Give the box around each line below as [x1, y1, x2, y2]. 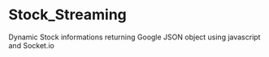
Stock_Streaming [8, 6, 128, 24]
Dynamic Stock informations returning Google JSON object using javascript [8, 32, 261, 42]
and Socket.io [8, 40, 54, 50]
